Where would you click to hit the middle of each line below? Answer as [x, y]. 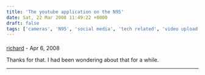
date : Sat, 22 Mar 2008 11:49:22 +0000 [57, 18]
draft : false [23, 23]
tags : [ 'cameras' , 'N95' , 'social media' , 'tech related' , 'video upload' [103, 29]
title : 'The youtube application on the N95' [65, 12]
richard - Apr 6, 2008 [33, 48]
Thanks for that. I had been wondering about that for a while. [83, 60]
